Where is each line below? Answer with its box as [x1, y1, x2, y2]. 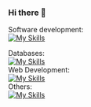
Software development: [8, 25, 84, 35]
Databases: [8, 49, 45, 58]
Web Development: [8, 65, 71, 75]
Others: [8, 82, 33, 91]
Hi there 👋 [8, 7, 47, 18]
